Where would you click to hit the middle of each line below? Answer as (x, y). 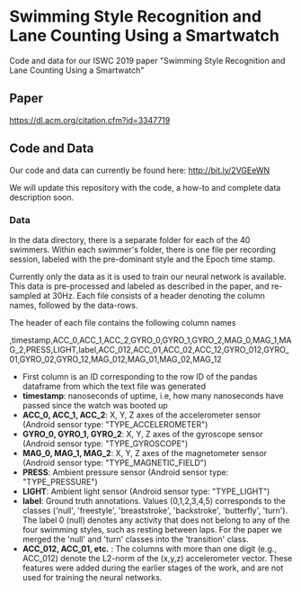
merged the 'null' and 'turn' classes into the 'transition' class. (135, 539)
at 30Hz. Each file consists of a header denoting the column (154, 295)
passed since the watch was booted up (95, 405)
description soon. (42, 197)
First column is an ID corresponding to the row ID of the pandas (140, 376)
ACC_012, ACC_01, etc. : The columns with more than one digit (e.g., (149, 548)
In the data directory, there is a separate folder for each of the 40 (130, 239)
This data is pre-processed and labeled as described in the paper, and (139, 286)
